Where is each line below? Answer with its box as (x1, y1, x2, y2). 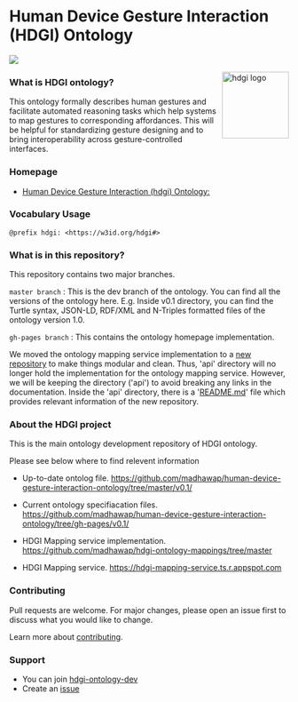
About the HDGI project (9, 419, 112, 431)
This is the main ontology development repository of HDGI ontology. (9, 438, 258, 450)
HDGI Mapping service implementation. (21, 536, 167, 546)
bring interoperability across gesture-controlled (9, 134, 183, 145)
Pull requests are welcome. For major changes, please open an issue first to (9, 604, 286, 615)
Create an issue (21, 683, 80, 694)
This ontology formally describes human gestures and (9, 96, 207, 108)
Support (9, 653, 46, 666)
